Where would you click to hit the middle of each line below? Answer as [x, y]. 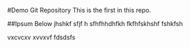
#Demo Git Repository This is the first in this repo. [79, 10]
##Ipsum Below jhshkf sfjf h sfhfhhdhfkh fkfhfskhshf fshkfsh [95, 23]
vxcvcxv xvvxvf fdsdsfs [41, 37]
